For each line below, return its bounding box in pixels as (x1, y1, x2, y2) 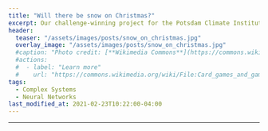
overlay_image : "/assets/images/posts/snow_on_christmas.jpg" (15, 41, 227, 49)
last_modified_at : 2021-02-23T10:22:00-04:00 (8, 100, 162, 108)
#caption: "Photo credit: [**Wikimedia (15, 48, 148, 56)
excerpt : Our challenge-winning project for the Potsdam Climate (8, 19, 230, 27)
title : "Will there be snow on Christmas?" (8, 11, 156, 20)
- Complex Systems (15, 85, 77, 94)
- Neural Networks (15, 93, 77, 101)
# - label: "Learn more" (15, 64, 102, 71)
